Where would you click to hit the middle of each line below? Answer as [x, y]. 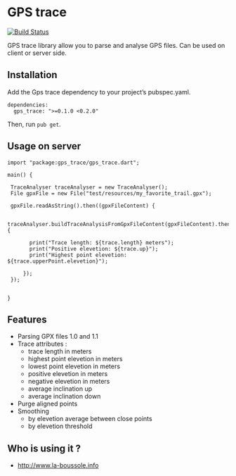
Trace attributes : [42, 344]
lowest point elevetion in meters [74, 366]
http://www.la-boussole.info [58, 465]
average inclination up [60, 389]
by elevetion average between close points [90, 419]
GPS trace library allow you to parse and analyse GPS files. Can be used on [116, 45]
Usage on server [44, 146]
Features [27, 319]
